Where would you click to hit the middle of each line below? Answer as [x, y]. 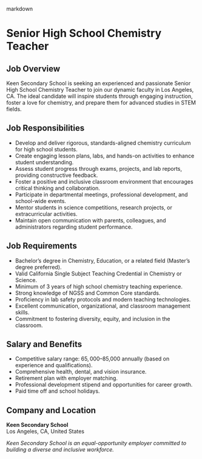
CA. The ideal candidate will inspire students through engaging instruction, [99, 96]
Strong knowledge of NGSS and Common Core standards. [88, 293]
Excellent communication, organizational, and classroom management [103, 306]
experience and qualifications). [54, 365]
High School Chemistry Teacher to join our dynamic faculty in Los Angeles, [100, 90]
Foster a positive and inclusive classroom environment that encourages [104, 181]
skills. [22, 312]
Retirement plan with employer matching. [66, 378]
